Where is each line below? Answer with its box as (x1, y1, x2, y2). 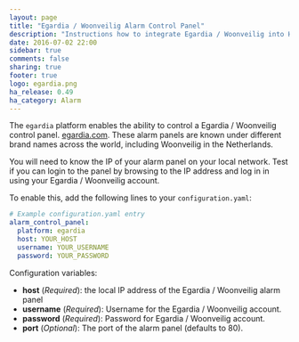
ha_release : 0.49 (9, 87, 74, 96)
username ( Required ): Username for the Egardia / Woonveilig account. (21, 304, 282, 314)
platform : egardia (17, 226, 86, 236)
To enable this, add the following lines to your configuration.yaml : (9, 192, 252, 203)
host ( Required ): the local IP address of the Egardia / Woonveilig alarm (21, 284, 281, 295)
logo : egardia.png (9, 79, 77, 88)
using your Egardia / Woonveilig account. (9, 175, 160, 186)
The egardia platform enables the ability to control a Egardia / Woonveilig (9, 120, 278, 131)
